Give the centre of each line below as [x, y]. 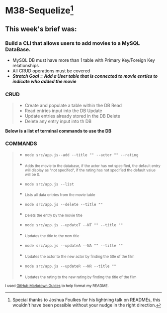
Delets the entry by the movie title [54, 216]
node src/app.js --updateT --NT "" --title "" [74, 225]
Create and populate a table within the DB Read [73, 105]
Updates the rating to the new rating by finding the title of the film [81, 277]
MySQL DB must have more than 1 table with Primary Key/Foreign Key [83, 60]
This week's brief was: [41, 29]
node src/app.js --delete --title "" [64, 205]
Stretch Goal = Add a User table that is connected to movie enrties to [85, 76]
